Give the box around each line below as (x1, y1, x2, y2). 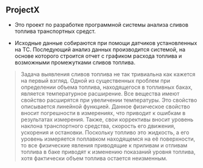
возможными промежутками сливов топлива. (14, 58, 136, 66)
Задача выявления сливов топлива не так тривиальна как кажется (20, 70, 196, 78)
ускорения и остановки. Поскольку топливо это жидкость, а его (20, 128, 190, 136)
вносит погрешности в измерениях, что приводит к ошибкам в (20, 109, 186, 116)
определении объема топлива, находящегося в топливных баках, (20, 83, 193, 91)
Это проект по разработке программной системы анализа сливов (14, 21, 189, 28)
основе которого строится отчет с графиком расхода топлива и (14, 52, 182, 60)
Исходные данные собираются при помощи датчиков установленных (14, 39, 197, 46)
